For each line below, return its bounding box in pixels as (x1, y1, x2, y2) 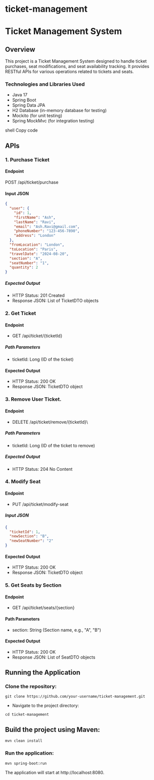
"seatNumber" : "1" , (9, 260, 49, 265)
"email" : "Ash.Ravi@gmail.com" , (14, 224, 80, 229)
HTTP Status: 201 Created (12, 293, 65, 298)
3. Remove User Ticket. (5, 396, 62, 403)
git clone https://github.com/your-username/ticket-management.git (5, 694, 146, 699)
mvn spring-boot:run (5, 761, 47, 766)
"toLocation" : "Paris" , (9, 247, 58, 252)
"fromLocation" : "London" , (9, 242, 65, 248)
